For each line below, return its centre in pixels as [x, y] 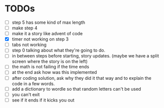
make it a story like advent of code [47, 34]
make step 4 [25, 28]
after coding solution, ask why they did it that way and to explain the [82, 78]
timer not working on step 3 [40, 39]
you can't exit [26, 94]
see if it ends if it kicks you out [43, 100]
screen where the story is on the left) [50, 61]
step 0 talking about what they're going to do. [58, 51]
